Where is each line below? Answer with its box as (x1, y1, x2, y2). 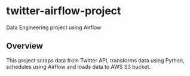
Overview (6, 41, 44, 51)
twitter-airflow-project (6, 4, 121, 18)
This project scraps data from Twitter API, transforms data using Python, (6, 56, 185, 64)
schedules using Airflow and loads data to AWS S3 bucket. (6, 63, 151, 70)
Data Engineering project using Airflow (6, 24, 102, 31)
